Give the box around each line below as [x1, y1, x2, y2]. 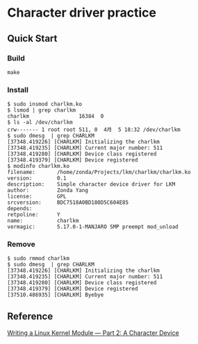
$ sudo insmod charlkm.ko [7, 101, 82, 108]
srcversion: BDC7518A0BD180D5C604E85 [7, 199, 129, 206]
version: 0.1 [7, 175, 67, 182]
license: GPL [7, 193, 67, 200]
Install [7, 85, 29, 94]
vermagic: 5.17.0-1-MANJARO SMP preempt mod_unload [7, 223, 179, 230]
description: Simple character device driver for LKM [7, 181, 176, 188]
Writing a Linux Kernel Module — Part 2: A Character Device [7, 329, 179, 337]
